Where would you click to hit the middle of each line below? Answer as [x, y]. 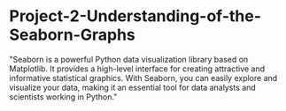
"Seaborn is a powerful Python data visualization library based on [129, 59]
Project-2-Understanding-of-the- [135, 16]
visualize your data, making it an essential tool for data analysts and [133, 87]
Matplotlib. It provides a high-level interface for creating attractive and [137, 69]
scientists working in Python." [63, 96]
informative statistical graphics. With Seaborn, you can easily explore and [143, 78]
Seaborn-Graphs [72, 35]
